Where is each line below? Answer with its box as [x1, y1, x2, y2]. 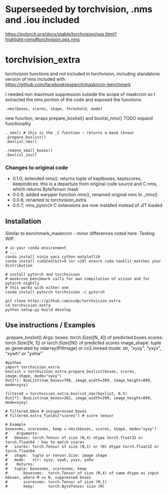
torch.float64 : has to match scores [5, 440, 85, 445]
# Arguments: [5, 430, 39, 436]
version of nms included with [5, 76, 66, 82]
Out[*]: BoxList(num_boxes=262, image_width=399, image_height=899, [5, 395, 152, 401]
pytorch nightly [5, 281, 39, 286]
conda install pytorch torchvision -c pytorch [5, 289, 105, 295]
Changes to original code [5, 164, 68, 171]
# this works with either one [5, 285, 69, 290]
